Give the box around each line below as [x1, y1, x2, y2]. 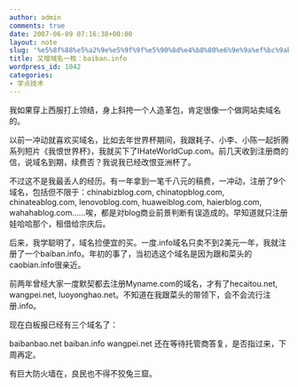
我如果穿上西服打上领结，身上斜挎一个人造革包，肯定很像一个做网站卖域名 [9, 104, 281, 115]
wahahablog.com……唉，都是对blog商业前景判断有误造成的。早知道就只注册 [9, 207, 288, 217]
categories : [9, 71, 53, 80]
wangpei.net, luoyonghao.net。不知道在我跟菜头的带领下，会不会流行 [9, 289, 263, 300]
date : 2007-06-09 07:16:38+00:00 [9, 29, 133, 38]
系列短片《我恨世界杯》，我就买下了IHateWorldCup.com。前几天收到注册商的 [9, 146, 289, 156]
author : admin [9, 12, 62, 22]
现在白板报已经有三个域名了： [9, 319, 118, 329]
